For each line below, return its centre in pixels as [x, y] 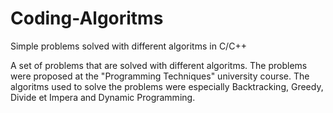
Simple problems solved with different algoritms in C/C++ [128, 46]
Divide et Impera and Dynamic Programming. [103, 97]
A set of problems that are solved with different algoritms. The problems [159, 65]
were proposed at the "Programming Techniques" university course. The [160, 76]
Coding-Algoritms [87, 18]
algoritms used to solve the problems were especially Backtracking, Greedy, [167, 86]
